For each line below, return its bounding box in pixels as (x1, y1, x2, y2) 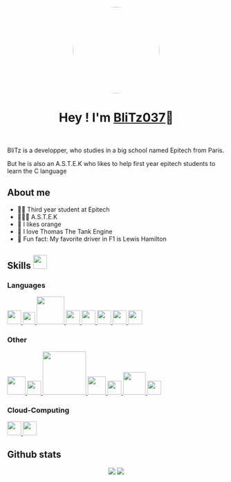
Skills (7, 260, 31, 272)
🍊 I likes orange (17, 220, 62, 228)
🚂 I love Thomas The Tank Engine (17, 227, 113, 235)
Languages (7, 281, 46, 290)
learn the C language (7, 167, 67, 175)
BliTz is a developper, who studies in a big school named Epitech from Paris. (7, 146, 225, 154)
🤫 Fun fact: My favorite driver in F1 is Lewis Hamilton (17, 234, 167, 243)
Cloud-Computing (7, 405, 70, 415)
